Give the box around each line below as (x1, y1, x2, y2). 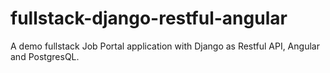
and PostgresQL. (10, 50, 80, 62)
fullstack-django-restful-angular (10, 7, 288, 30)
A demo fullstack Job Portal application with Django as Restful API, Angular (10, 40, 320, 52)
